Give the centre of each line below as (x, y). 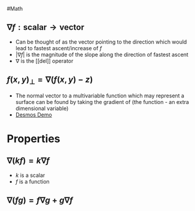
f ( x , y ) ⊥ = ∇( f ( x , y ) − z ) (50, 80)
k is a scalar (30, 175)
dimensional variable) (42, 108)
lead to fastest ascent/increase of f (59, 48)
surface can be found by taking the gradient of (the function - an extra (102, 102)
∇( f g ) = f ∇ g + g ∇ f (40, 201)
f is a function (32, 181)
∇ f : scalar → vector (45, 27)
